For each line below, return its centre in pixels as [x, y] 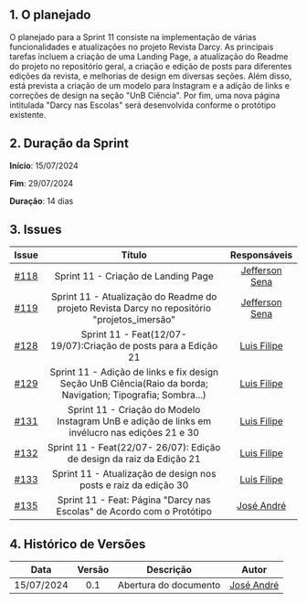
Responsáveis [261, 255]
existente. [28, 114]
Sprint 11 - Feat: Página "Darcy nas [134, 500]
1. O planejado [50, 15]
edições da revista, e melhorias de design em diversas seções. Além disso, [151, 76]
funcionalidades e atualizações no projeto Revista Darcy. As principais [142, 47]
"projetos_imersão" [134, 320]
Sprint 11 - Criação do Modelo [134, 410]
